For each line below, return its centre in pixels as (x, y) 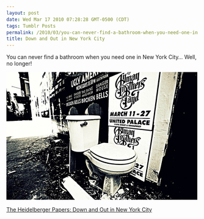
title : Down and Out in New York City (56, 39)
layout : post (23, 13)
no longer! (19, 64)
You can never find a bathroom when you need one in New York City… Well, (101, 57)
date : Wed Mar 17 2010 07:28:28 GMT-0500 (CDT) (68, 19)
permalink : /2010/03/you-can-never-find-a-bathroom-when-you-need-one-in (102, 33)
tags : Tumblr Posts (31, 26)
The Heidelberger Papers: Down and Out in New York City (79, 210)
